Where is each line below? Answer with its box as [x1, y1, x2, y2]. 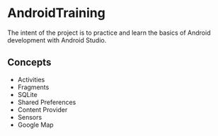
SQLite [17, 90, 38, 98]
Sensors [17, 113, 42, 121]
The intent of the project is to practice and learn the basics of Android [7, 28, 211, 37]
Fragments [17, 83, 50, 91]
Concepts [7, 57, 52, 69]
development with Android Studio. [7, 35, 107, 44]
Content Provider [17, 105, 68, 114]
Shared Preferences [17, 98, 76, 106]
